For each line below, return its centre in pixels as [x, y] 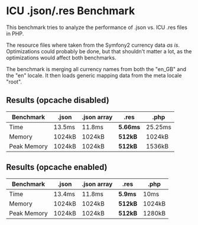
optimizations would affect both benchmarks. [61, 57]
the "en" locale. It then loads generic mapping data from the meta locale [94, 75]
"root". [14, 82]
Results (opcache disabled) [58, 100]
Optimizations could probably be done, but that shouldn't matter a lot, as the [99, 51]
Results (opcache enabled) [57, 167]
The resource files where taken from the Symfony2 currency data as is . [93, 45]
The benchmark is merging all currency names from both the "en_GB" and [96, 69]
